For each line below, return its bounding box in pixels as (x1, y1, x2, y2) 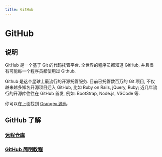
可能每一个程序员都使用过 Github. (9, 68, 76, 74)
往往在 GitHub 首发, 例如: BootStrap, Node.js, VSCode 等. (26, 90, 140, 96)
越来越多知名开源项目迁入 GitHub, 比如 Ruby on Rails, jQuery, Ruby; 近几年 (5, 84, 153, 90)
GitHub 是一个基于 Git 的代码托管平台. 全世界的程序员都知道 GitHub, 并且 (5, 62, 150, 68)
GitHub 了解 (5, 116, 41, 125)
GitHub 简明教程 (5, 146, 43, 153)
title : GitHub (5, 7, 34, 12)
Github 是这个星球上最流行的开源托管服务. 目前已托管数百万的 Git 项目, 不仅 (5, 78, 155, 84)
